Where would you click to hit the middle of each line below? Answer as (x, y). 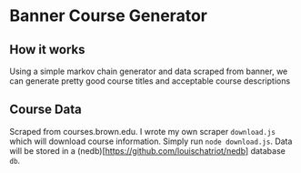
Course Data (45, 110)
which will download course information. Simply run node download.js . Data (151, 141)
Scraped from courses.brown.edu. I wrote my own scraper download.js (142, 131)
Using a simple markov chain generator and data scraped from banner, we (149, 71)
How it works (47, 50)
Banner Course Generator (108, 16)
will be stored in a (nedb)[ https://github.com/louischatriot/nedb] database (148, 150)
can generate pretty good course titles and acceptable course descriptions (150, 81)
